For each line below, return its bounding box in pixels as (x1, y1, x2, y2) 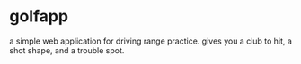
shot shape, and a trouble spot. (9, 44, 125, 55)
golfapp (9, 6, 69, 27)
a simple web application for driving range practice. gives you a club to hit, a (9, 36, 292, 46)
